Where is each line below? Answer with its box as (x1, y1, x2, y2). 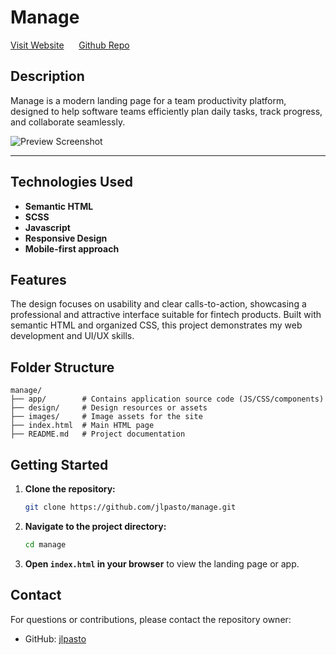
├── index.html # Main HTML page (10, 421, 155, 431)
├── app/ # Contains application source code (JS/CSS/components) (10, 394, 325, 405)
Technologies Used (10, 174, 133, 191)
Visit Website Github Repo (10, 39, 130, 51)
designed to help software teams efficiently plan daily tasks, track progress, (10, 105, 323, 117)
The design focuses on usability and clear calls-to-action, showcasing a (10, 298, 307, 310)
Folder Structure (10, 359, 115, 376)
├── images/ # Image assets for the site (10, 412, 203, 422)
